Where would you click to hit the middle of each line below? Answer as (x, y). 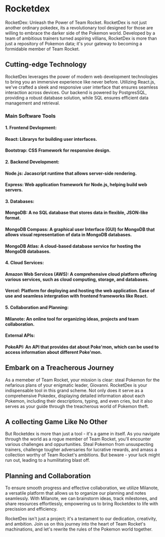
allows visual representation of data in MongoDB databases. (69, 235)
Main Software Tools (30, 116)
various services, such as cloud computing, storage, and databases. (77, 279)
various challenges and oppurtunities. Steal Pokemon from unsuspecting (79, 444)
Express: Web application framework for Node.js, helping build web (76, 185)
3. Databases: (20, 201)
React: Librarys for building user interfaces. (51, 139)
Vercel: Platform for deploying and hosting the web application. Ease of (80, 291)
